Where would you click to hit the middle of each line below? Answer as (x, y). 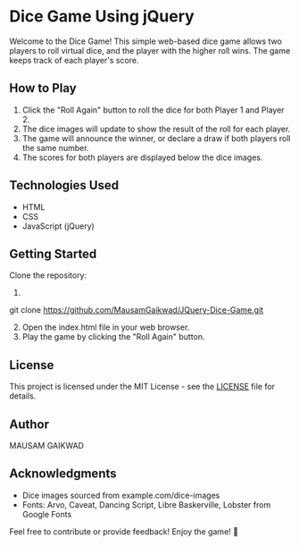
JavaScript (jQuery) (58, 226)
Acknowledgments (63, 474)
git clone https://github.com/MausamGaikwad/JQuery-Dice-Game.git (137, 310)
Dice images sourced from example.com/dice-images (121, 495)
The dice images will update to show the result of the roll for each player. (156, 129)
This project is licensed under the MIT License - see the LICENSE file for (142, 387)
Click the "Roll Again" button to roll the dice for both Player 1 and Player (153, 110)
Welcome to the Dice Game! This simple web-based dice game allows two (146, 41)
